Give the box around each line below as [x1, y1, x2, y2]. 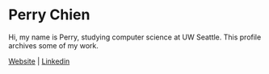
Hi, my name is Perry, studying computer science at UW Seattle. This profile [8, 32, 262, 42]
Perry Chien [8, 6, 90, 24]
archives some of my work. [8, 40, 99, 50]
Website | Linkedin [8, 56, 70, 66]
